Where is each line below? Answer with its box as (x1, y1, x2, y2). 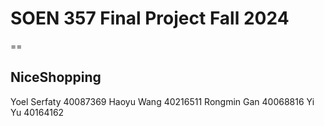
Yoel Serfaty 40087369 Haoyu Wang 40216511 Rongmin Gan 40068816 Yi (10, 95, 315, 107)
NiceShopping (10, 69, 102, 86)
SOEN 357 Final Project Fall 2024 (10, 7, 290, 30)
